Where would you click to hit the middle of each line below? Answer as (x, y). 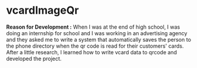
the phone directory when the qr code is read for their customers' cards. (95, 46)
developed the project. (34, 58)
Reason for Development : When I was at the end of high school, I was (93, 27)
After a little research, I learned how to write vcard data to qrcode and (92, 52)
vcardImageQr (43, 10)
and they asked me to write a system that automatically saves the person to (99, 39)
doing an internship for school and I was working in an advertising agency (97, 33)
